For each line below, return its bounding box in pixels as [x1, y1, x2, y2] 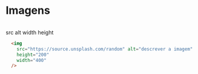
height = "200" [16, 52, 50, 58]
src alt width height [5, 28, 54, 36]
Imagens [5, 4, 51, 17]
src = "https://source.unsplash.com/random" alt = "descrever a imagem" [16, 46, 193, 52]
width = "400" [16, 57, 47, 63]
